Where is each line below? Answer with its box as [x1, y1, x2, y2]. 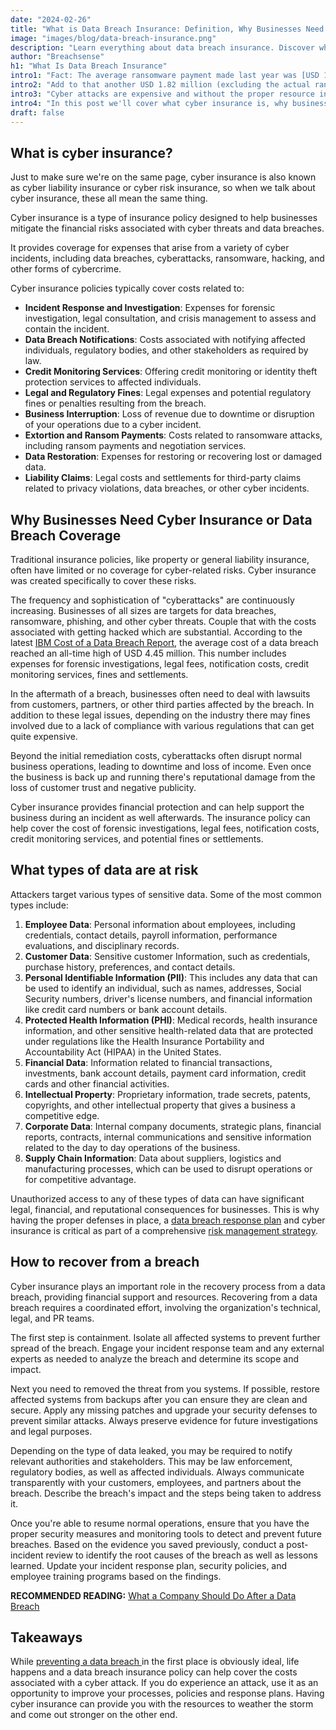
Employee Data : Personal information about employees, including [24, 918, 296, 930]
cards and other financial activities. [24, 1077, 170, 1090]
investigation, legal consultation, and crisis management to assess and [24, 312, 317, 325]
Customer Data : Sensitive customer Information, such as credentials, [24, 950, 311, 962]
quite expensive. [10, 731, 78, 742]
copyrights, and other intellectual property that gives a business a [24, 1099, 296, 1111]
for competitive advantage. [24, 1173, 137, 1185]
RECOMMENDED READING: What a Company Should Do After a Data [10, 1589, 297, 1601]
